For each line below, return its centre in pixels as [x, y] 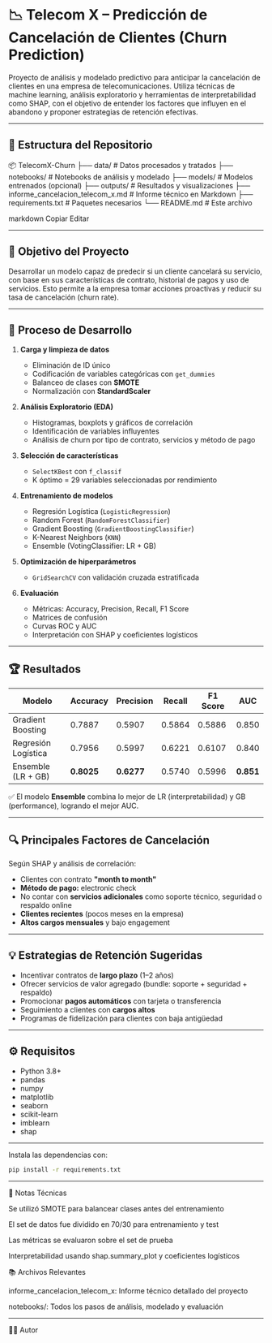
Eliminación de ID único [71, 365]
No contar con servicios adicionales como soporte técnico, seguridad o [141, 896]
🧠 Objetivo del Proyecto [69, 252]
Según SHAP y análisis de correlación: [72, 864]
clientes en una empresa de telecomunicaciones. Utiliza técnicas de [122, 86]
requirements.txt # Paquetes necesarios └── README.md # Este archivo [130, 202]
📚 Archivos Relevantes [47, 1272]
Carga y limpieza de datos [65, 350]
